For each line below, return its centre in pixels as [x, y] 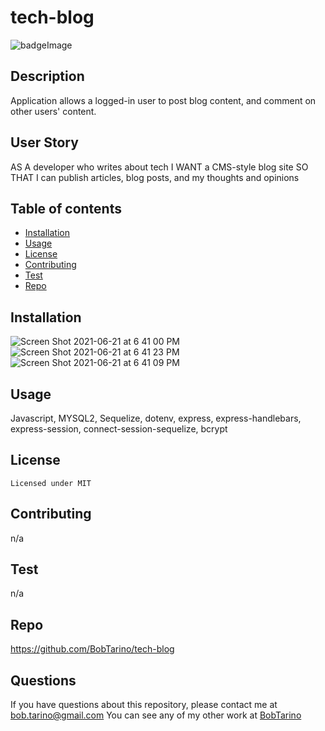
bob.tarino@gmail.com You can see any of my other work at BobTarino [156, 715]
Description [47, 76]
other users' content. [53, 111]
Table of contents [66, 208]
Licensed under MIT [51, 483]
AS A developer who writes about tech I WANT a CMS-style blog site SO [159, 167]
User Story [44, 142]
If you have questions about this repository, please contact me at [144, 705]
